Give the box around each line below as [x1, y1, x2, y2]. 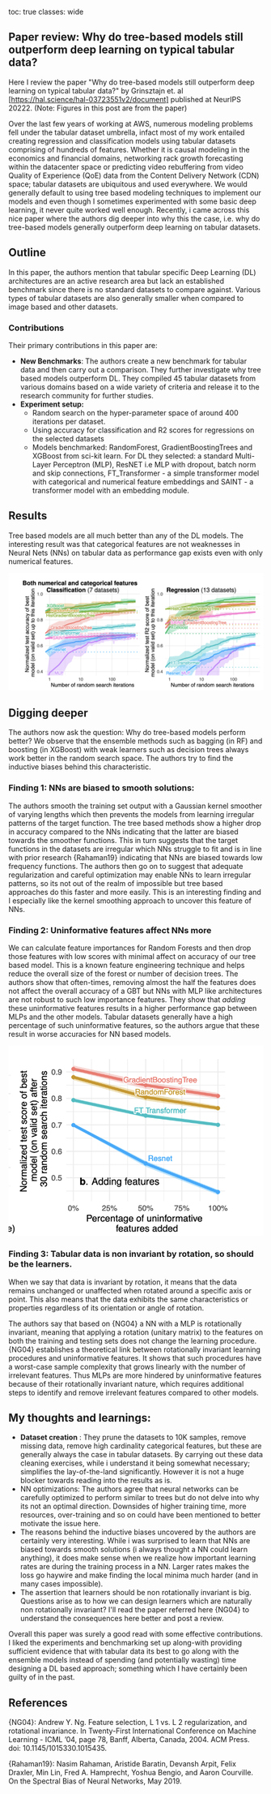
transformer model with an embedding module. [32, 485, 190, 495]
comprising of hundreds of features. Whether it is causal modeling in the [8, 144, 251, 154]
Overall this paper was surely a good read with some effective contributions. [8, 1629, 263, 1639]
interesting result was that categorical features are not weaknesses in [8, 539, 241, 549]
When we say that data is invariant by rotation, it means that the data [8, 1277, 237, 1287]
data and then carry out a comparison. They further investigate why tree [19, 364, 261, 374]
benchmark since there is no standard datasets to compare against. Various [8, 284, 261, 295]
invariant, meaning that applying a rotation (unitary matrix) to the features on [8, 1327, 264, 1337]
